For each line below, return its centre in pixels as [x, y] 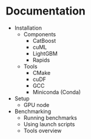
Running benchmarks [50, 118]
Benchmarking [33, 111]
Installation [28, 28]
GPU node [36, 105]
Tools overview [42, 131]
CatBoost [44, 40]
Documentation [46, 11]
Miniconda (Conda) [57, 92]
